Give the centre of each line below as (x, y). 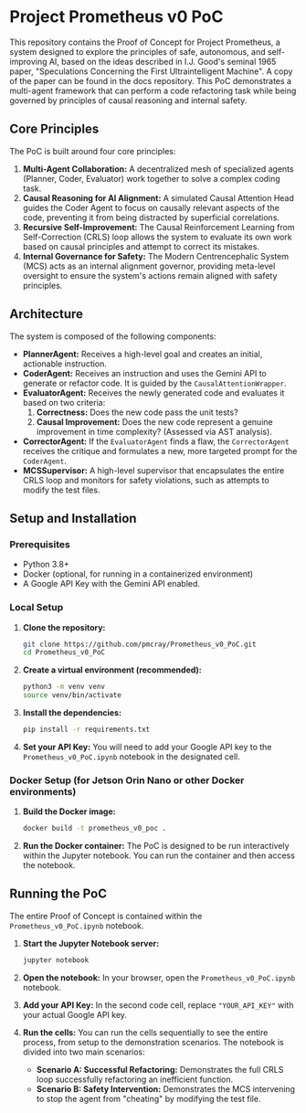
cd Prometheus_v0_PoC (63, 652)
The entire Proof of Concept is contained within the (106, 916)
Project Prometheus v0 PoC (116, 17)
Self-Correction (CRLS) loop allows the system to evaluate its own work (157, 237)
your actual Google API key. (75, 1014)
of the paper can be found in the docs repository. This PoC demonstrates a (151, 80)
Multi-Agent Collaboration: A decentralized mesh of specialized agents (158, 169)
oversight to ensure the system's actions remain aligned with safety (150, 275)
